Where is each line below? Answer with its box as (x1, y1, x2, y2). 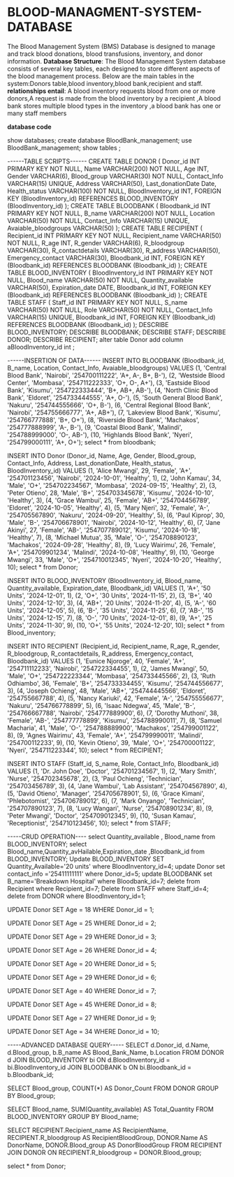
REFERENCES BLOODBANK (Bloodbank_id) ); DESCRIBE (7, 320, 169, 328)
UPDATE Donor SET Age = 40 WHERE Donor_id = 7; (7, 986, 156, 995)
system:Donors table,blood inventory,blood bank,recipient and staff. (7, 79, 203, 87)
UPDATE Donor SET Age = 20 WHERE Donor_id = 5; (7, 959, 157, 968)
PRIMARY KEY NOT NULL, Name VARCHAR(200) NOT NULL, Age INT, (7, 164, 210, 173)
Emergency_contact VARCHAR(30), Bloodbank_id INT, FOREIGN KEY (7, 253, 205, 262)
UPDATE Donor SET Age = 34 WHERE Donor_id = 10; (7, 1027, 159, 1035)
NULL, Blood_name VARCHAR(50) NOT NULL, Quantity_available (7, 275, 193, 284)
